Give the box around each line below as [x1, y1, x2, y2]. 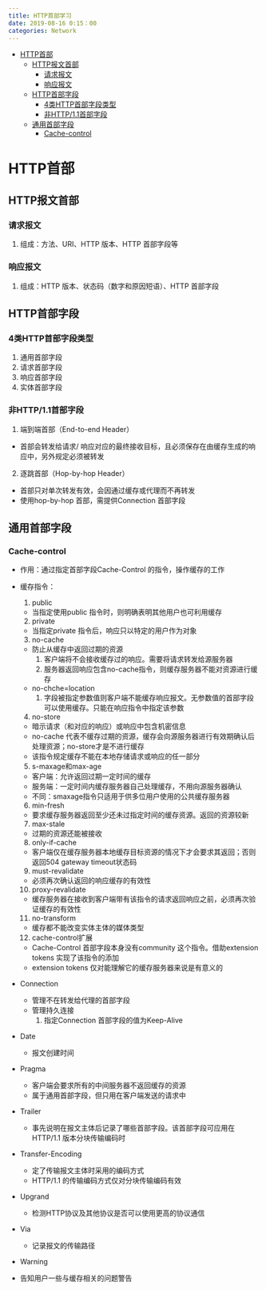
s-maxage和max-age [31, 762, 102, 772]
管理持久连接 [31, 1006, 74, 1015]
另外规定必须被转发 [41, 451, 105, 461]
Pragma [19, 1064, 46, 1074]
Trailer [19, 1107, 42, 1116]
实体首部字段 [19, 382, 62, 393]
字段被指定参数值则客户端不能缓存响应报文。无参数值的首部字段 [43, 693, 254, 703]
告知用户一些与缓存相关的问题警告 [19, 1273, 133, 1283]
